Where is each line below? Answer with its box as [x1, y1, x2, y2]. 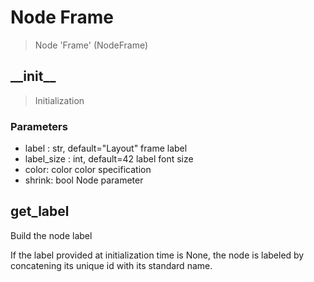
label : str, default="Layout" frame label [24, 142, 188, 155]
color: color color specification [24, 164, 152, 176]
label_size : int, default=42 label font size [24, 153, 194, 165]
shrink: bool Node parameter [24, 174, 144, 186]
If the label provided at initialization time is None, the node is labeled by [10, 249, 305, 261]
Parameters [10, 119, 68, 133]
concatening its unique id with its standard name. [10, 259, 213, 271]
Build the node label [10, 229, 93, 241]
